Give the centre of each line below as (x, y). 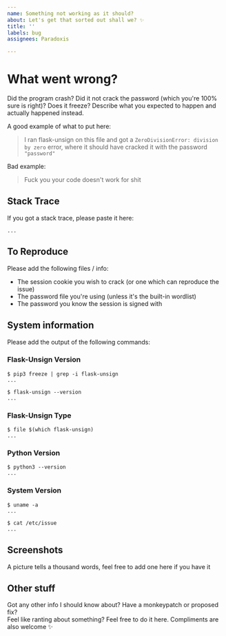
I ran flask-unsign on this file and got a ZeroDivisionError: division (121, 140)
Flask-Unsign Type (39, 416)
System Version (34, 491)
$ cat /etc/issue (32, 523)
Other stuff (31, 588)
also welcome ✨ (30, 627)
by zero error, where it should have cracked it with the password (116, 147)
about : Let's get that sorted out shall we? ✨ (76, 20)
